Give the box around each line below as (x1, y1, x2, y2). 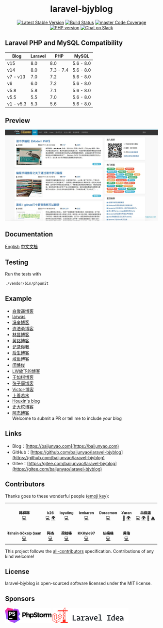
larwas (12, 314, 26, 319)
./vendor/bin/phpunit (5, 281, 49, 286)
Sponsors (5, 594, 35, 603)
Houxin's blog (12, 398, 40, 404)
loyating (59, 510, 74, 515)
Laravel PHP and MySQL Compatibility (5, 39, 123, 47)
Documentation (5, 230, 53, 238)
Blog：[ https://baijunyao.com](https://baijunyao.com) (12, 443, 119, 449)
